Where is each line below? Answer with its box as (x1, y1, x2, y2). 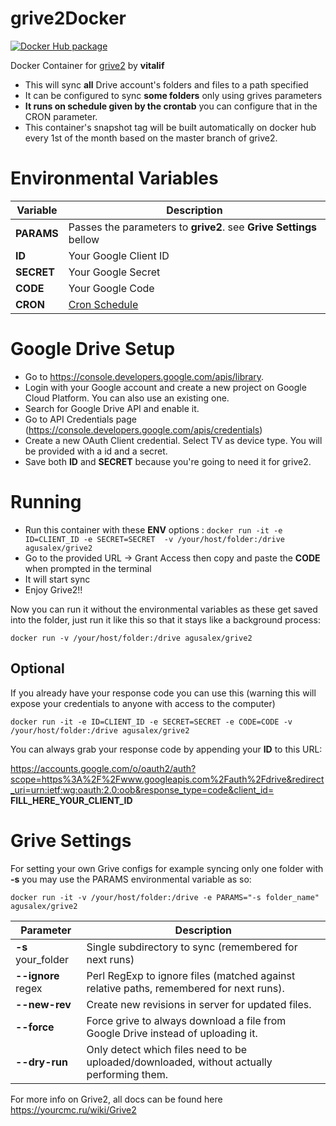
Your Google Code (68, 281, 155, 295)
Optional (10, 660, 65, 677)
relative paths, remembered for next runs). (86, 981, 285, 995)
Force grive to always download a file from (86, 1013, 287, 1027)
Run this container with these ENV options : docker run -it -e (24, 523, 283, 536)
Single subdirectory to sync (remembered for (86, 940, 298, 954)
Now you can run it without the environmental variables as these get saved (10, 603, 318, 615)
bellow (68, 232, 100, 246)
